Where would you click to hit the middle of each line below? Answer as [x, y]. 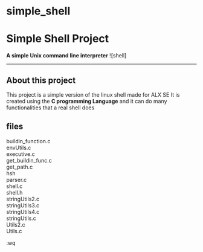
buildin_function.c [28, 141]
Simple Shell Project [58, 39]
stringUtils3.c [23, 205]
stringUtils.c [21, 218]
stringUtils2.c [23, 199]
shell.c [14, 186]
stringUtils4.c [23, 212]
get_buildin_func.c [29, 160]
